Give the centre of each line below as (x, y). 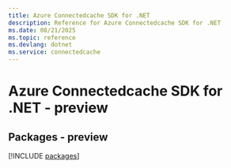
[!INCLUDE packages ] (44, 156)
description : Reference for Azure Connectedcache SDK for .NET (115, 23)
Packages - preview (58, 137)
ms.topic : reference (42, 37)
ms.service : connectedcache (55, 52)
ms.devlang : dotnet (40, 45)
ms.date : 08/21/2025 (42, 30)
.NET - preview (58, 108)
